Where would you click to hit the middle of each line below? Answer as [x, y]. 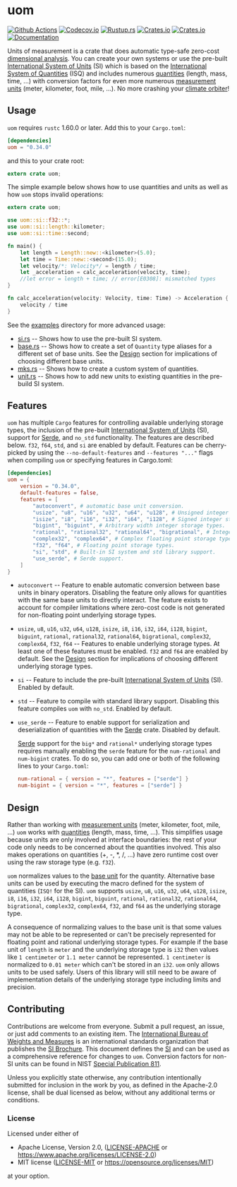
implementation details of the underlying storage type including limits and [114, 979]
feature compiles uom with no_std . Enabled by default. [95, 709]
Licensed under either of [43, 1134]
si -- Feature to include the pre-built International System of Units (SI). [120, 680]
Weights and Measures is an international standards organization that [108, 1041]
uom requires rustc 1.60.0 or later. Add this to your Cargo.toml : [97, 127]
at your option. [29, 1176]
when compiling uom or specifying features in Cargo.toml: [90, 460]
